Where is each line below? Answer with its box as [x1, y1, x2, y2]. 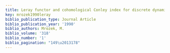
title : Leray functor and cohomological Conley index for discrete [5, 7, 151, 13]
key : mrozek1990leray [5, 12, 51, 17]
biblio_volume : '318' [5, 31, 51, 36]
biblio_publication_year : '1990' [5, 21, 76, 27]
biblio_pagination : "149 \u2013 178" [5, 40, 80, 45]
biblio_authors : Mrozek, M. [5, 26, 65, 31]
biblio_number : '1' [5, 36, 47, 41]
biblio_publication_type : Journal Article [5, 17, 96, 22]
